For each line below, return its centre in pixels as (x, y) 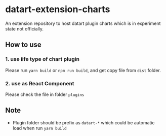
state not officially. (25, 28)
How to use (23, 45)
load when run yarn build (39, 128)
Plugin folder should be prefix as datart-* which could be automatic (84, 122)
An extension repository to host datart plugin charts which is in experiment (83, 23)
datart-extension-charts (58, 9)
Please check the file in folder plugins (45, 94)
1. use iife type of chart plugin (43, 59)
